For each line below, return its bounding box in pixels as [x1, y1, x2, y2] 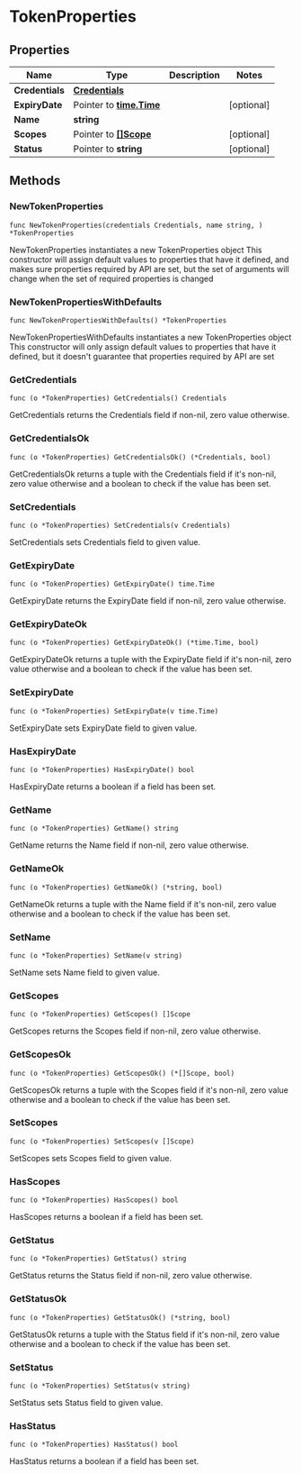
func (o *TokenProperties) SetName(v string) [9, 951, 182, 960]
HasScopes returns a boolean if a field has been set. [9, 1212, 204, 1223]
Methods [9, 173, 61, 188]
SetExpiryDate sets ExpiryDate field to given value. [9, 723, 198, 733]
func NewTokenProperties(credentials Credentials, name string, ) [9, 221, 263, 230]
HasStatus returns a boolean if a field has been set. [9, 1456, 199, 1467]
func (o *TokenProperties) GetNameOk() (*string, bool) [9, 883, 223, 892]
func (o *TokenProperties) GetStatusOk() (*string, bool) [9, 1313, 231, 1322]
